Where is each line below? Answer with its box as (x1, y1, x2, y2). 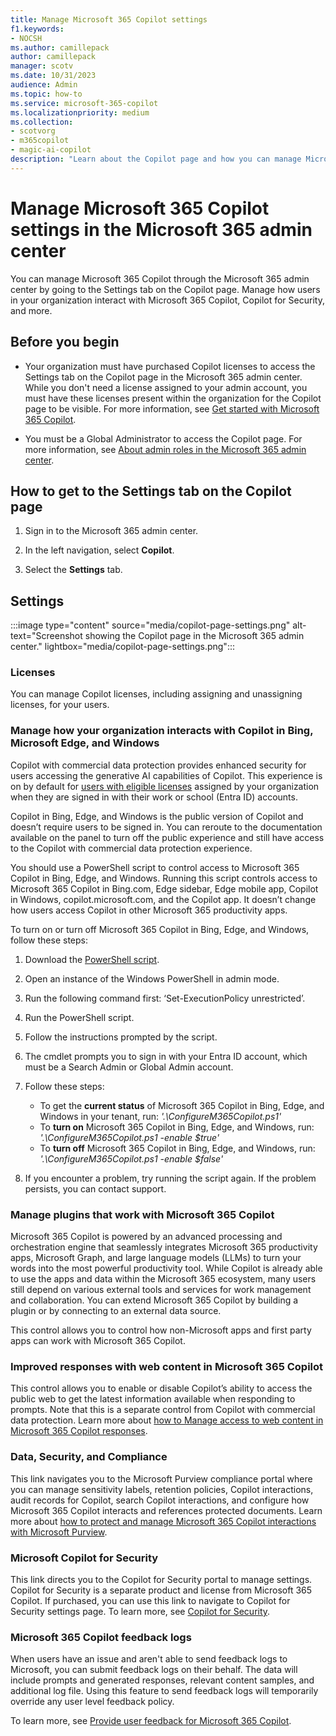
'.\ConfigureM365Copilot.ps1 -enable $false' (39, 1152, 224, 1165)
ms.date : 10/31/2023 (10, 71, 97, 81)
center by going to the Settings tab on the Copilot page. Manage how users (10, 283, 321, 295)
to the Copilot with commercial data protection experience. (10, 842, 253, 854)
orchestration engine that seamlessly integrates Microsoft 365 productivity (10, 1241, 318, 1253)
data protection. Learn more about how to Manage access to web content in (10, 1414, 324, 1426)
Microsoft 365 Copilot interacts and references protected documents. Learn (10, 1504, 323, 1516)
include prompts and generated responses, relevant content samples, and (10, 1674, 315, 1686)
